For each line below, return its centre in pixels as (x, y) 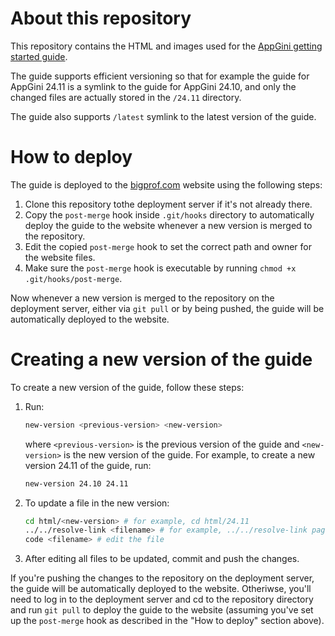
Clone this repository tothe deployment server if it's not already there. (168, 204)
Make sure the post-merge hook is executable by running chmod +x (160, 268)
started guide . (39, 56)
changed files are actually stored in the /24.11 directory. (126, 97)
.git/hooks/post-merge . (73, 278)
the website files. (60, 257)
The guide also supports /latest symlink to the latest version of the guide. (163, 116)
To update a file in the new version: (97, 503)
